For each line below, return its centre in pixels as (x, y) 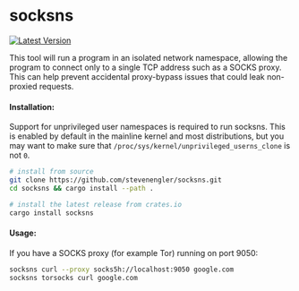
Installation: (32, 107)
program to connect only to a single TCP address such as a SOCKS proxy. (145, 67)
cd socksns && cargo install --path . (81, 188)
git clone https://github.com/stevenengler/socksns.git (115, 180)
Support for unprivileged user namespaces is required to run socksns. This (148, 127)
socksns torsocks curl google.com (74, 278)
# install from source (51, 172)
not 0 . (20, 155)
